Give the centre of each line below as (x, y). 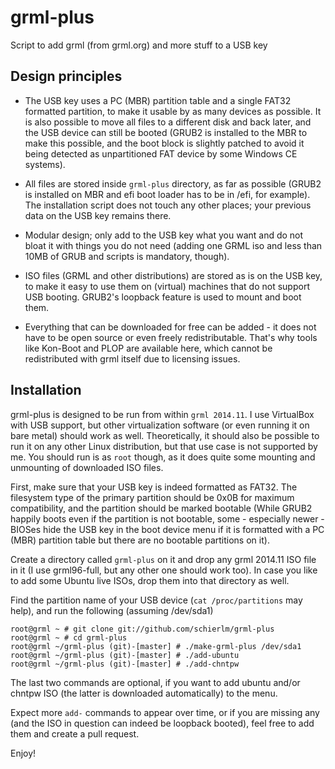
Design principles (66, 76)
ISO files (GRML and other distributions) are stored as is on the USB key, (173, 275)
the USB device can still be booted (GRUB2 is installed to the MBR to (166, 132)
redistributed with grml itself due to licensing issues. (132, 358)
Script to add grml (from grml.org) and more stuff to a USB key (139, 45)
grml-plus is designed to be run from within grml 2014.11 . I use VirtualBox (162, 414)
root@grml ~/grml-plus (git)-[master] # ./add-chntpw (125, 664)
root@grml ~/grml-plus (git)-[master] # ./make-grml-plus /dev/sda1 (156, 646)
